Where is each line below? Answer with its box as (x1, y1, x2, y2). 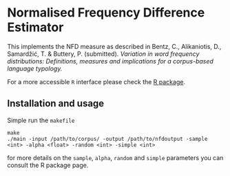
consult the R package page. (7, 161, 89, 169)
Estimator (7, 19, 64, 35)
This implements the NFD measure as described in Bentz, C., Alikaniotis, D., (7, 42, 222, 50)
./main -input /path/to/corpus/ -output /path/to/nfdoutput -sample (7, 135, 208, 142)
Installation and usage (7, 98, 105, 110)
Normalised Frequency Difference (7, 5, 205, 21)
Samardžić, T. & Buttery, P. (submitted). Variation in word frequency (7, 50, 200, 58)
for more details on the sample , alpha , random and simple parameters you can (7, 153, 224, 162)
